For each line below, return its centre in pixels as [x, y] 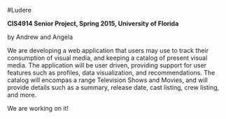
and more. [22, 95]
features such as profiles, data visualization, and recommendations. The [111, 73]
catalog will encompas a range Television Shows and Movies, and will [107, 80]
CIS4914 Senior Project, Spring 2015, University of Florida [93, 23]
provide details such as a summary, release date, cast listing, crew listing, [113, 87]
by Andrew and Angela [40, 37]
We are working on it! [38, 108]
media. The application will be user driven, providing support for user [107, 65]
